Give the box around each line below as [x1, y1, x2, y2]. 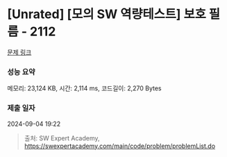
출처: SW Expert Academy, [24, 133, 100, 142]
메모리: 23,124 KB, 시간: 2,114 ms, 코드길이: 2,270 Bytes [7, 84, 162, 92]
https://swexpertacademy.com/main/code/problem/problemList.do [24, 142, 216, 150]
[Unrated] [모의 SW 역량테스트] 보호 [7, 6, 206, 22]
